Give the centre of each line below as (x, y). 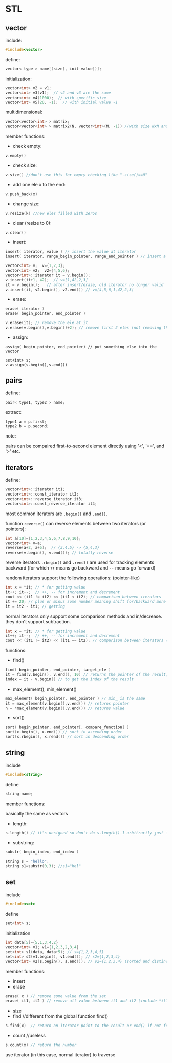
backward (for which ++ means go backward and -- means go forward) (80, 568)
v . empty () (16, 156)
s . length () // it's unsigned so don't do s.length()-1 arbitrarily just (84, 833)
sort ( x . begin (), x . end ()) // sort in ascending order (64, 732)
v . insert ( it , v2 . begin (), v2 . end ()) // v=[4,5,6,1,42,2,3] (70, 290)
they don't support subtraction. (38, 621)
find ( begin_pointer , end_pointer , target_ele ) (58, 670)
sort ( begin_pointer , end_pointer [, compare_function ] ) (67, 727)
